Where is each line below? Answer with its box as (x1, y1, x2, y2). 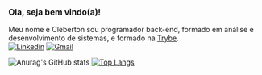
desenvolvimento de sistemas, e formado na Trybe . (8, 33, 179, 43)
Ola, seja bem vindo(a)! (8, 6, 102, 18)
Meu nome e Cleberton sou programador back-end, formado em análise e (8, 25, 254, 35)
